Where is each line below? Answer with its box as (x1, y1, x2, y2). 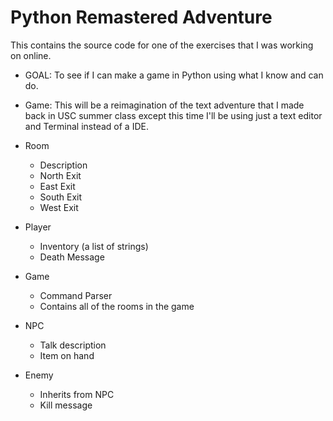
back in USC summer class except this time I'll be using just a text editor (24, 109, 323, 121)
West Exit (39, 201, 79, 213)
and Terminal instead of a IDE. (24, 120, 149, 132)
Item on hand (39, 349, 95, 361)
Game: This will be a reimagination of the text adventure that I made (24, 99, 305, 111)
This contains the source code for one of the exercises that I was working (10, 39, 314, 51)
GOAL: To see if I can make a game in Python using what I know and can (24, 69, 324, 81)
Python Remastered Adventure (10, 6, 273, 29)
